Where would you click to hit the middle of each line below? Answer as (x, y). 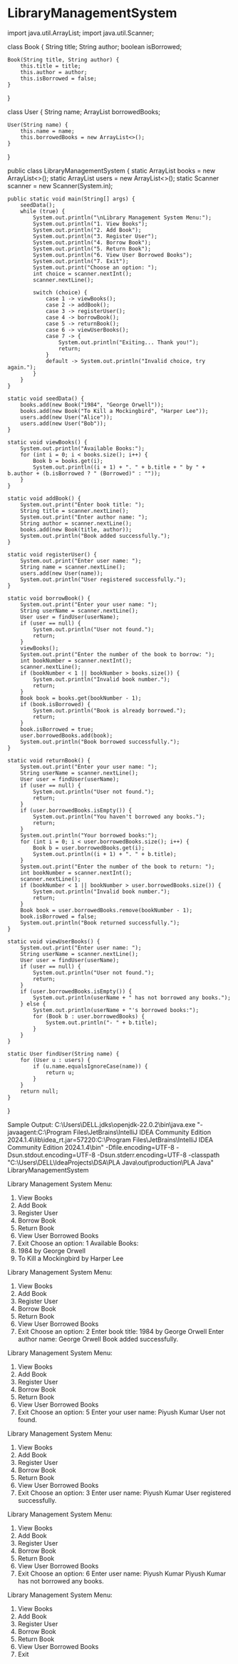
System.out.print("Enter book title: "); (82, 504)
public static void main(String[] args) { (71, 199)
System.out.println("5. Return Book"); (92, 249)
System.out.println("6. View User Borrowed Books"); (113, 255)
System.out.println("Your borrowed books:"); (89, 835)
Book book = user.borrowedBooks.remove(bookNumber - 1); (107, 910)
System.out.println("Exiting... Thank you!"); (129, 342)
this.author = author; (54, 72)
